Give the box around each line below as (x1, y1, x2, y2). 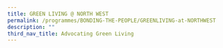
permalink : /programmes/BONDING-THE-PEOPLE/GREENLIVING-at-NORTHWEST (7, 17, 217, 24)
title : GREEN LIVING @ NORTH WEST (7, 10, 109, 18)
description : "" (7, 23, 55, 30)
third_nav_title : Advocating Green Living (7, 30, 134, 37)
